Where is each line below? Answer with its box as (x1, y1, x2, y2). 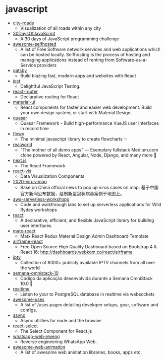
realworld (12, 142, 33, 147)
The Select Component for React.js (20, 328, 92, 334)
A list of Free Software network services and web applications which (20, 46, 161, 52)
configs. (20, 307, 37, 313)
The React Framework (20, 162, 66, 168)
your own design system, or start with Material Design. (20, 109, 132, 115)
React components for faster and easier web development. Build (20, 104, 152, 110)
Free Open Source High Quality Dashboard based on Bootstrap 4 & (20, 243, 157, 249)
